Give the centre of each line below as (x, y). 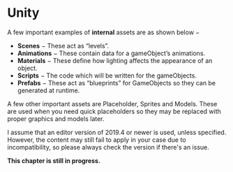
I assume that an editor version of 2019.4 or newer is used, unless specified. (117, 132)
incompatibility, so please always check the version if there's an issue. (108, 147)
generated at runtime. (48, 90)
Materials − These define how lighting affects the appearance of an (115, 60)
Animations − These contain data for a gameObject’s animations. (111, 53)
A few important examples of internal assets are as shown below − (104, 32)
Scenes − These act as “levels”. (63, 45)
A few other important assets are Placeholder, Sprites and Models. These (112, 103)
